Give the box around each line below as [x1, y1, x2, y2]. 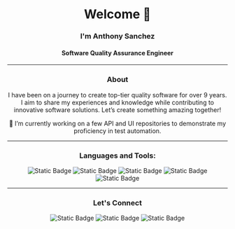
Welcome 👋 [83, 6, 152, 22]
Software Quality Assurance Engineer [62, 48, 173, 57]
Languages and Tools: [79, 151, 156, 160]
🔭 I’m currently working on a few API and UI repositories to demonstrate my [8, 119, 227, 127]
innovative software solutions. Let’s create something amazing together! [13, 105, 222, 114]
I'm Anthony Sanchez [80, 32, 155, 41]
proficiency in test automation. [73, 126, 162, 135]
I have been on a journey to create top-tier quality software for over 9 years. [8, 90, 227, 99]
